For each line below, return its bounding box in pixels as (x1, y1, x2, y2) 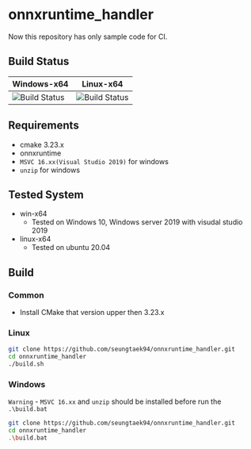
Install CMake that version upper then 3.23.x (19, 308, 165, 317)
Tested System (8, 188, 85, 201)
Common (8, 290, 45, 301)
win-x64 (19, 209, 48, 219)
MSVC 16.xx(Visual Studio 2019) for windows (19, 156, 169, 166)
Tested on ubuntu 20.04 (31, 243, 111, 252)
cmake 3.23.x (19, 140, 65, 149)
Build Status (8, 55, 70, 68)
